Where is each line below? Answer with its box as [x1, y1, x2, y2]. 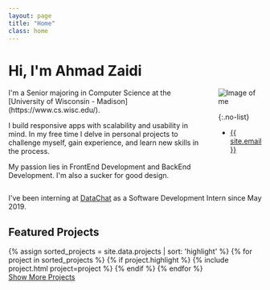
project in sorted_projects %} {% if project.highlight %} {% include [8, 255, 229, 265]
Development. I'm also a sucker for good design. [8, 171, 170, 180]
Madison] [96, 97, 129, 106]
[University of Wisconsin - [8, 97, 95, 106]
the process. [8, 147, 50, 156]
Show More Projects [8, 272, 76, 282]
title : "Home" [8, 19, 56, 27]
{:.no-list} [218, 112, 250, 122]
